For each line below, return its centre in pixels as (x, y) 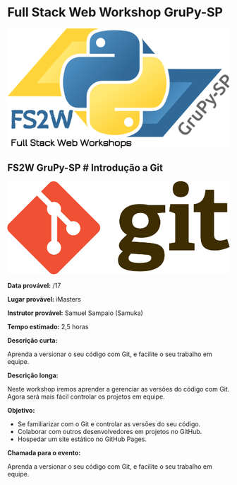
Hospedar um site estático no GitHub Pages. (82, 439)
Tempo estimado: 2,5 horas (48, 327)
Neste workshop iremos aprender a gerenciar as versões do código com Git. (119, 389)
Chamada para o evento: (44, 453)
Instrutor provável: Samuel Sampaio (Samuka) (75, 313)
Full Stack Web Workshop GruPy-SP (115, 12)
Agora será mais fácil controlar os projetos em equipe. (86, 396)
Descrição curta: (32, 341)
